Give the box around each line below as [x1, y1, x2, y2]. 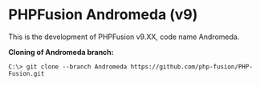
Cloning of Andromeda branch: [8, 47, 114, 57]
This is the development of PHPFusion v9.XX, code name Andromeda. [8, 32, 240, 41]
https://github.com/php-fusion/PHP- [130, 62, 253, 71]
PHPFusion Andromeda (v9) [8, 6, 198, 24]
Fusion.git [8, 69, 45, 77]
